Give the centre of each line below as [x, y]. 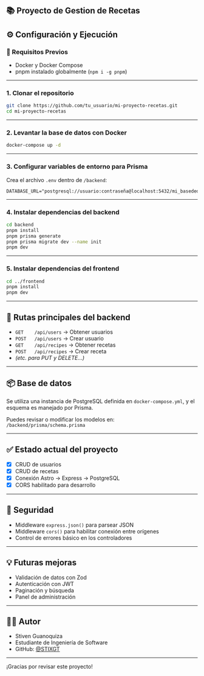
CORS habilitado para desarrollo [55, 485]
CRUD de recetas [37, 471]
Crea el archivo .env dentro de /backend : [57, 180]
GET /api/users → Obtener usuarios [64, 332]
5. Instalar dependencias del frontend [63, 269]
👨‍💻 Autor [24, 621]
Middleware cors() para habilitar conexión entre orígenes [87, 531]
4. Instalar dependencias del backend [63, 212]
